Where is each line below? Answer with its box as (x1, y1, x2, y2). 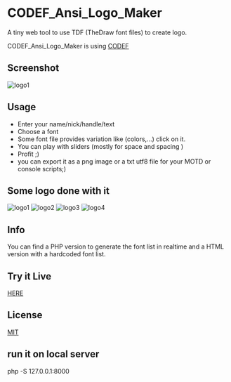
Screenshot (7, 62, 60, 74)
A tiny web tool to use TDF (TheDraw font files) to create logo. (7, 28, 187, 37)
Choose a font (17, 127, 59, 136)
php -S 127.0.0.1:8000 (7, 367, 70, 375)
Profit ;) (17, 150, 40, 158)
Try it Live (7, 270, 51, 282)
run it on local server (7, 348, 100, 360)
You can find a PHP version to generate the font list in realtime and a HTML (7, 242, 225, 251)
